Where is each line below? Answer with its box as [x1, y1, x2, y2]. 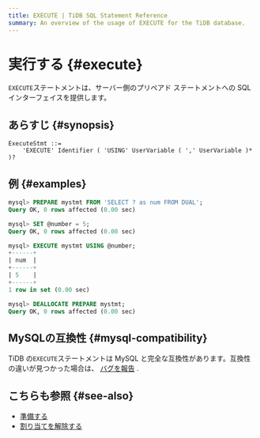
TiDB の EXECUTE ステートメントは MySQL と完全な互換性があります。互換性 [8, 353, 251, 364]
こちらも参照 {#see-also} [8, 389, 134, 402]
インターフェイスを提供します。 [8, 93, 111, 103]
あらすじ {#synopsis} [8, 118, 115, 131]
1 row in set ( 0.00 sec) [8, 285, 90, 293]
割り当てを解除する [19, 421, 83, 431]
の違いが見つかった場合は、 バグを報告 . [8, 364, 139, 373]
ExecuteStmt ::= [8, 140, 62, 148]
